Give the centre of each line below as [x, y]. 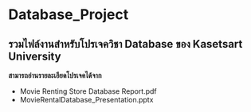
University [35, 56]
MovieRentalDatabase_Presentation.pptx [86, 100]
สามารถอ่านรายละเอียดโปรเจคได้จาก [55, 75]
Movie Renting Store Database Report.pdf [88, 91]
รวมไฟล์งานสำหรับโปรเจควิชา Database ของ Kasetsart [125, 44]
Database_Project [69, 15]
